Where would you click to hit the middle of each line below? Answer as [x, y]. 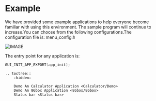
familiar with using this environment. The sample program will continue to [78, 27]
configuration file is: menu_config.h [40, 37]
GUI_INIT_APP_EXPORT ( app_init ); [38, 65]
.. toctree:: [18, 73]
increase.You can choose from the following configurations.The [68, 32]
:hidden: [23, 78]
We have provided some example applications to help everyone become [77, 22]
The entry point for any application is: [42, 56]
